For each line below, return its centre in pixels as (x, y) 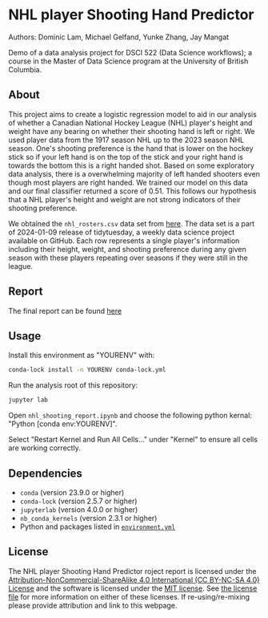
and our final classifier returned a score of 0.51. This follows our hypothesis (132, 191)
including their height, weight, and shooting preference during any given (127, 249)
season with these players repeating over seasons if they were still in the (128, 258)
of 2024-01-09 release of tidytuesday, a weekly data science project (122, 232)
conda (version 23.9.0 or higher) (72, 492)
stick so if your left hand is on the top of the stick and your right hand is (126, 157)
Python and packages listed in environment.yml (98, 527)
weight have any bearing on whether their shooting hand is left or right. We (132, 131)
